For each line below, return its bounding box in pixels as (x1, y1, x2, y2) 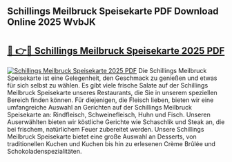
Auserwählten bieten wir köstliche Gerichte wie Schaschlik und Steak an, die (7, 118, 225, 126)
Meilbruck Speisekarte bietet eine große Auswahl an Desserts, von (7, 132, 197, 141)
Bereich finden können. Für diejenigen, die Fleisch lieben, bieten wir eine (7, 96, 214, 104)
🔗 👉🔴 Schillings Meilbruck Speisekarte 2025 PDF (7, 45, 225, 57)
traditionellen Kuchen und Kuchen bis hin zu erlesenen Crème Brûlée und (7, 140, 216, 148)
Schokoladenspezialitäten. (7, 148, 82, 155)
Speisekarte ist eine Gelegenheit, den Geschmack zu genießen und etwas (7, 74, 217, 82)
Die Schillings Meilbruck (137, 67, 207, 74)
